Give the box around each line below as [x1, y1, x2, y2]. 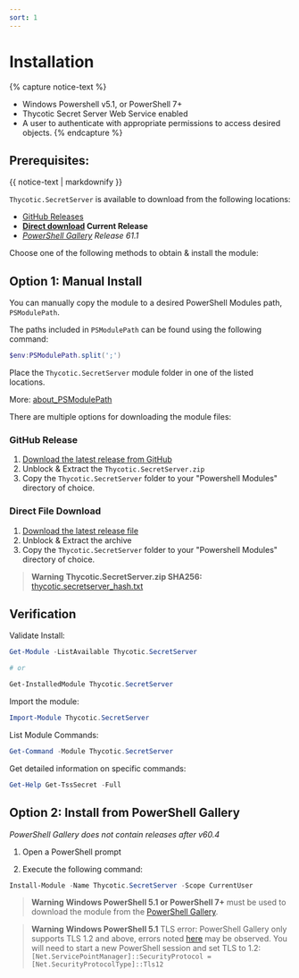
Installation [9, 51, 95, 72]
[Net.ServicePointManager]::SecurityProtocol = [30, 952, 212, 962]
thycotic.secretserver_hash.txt [30, 581, 144, 591]
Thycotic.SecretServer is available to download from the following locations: [9, 194, 291, 205]
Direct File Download [9, 505, 101, 517]
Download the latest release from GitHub [21, 454, 172, 465]
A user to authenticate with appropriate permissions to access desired [21, 117, 281, 128]
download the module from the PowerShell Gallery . [30, 906, 219, 917]
